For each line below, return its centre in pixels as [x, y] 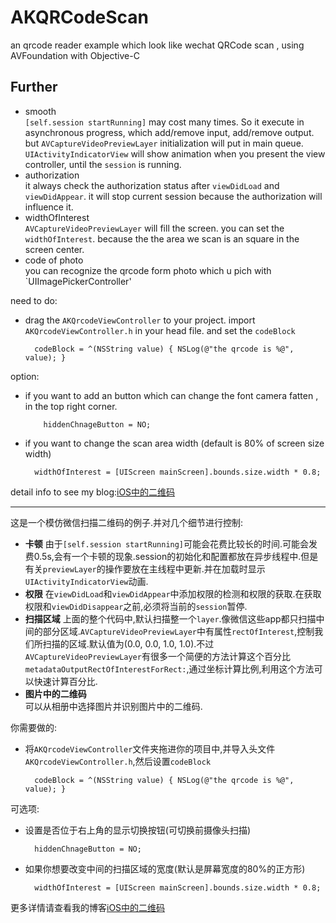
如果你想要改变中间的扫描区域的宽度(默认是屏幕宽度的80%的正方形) [165, 868]
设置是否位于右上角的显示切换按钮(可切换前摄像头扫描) [138, 830]
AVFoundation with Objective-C [75, 55]
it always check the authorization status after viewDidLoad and [152, 185]
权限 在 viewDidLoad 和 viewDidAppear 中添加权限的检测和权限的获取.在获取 [173, 593]
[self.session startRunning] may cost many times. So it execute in [164, 122]
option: [25, 376]
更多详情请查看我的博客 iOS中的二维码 [88, 907]
